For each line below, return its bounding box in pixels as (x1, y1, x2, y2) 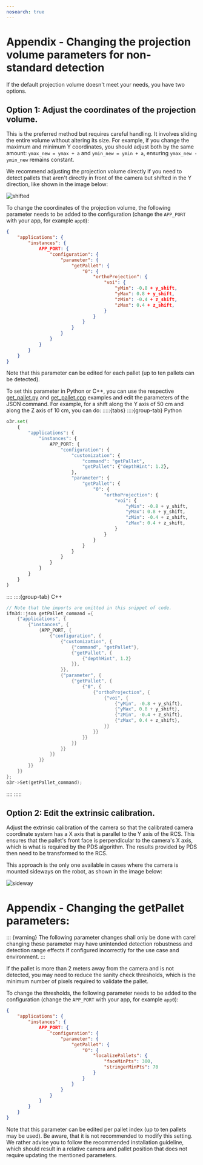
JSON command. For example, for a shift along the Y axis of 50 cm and (6, 401, 184, 408)
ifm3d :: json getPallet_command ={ (6, 610, 94, 616)
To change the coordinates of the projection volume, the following (6, 204, 171, 212)
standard (6, 61, 53, 75)
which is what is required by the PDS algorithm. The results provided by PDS (6, 843, 198, 850)
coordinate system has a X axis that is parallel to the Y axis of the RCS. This (6, 830, 195, 838)
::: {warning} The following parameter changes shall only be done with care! (6, 934, 196, 941)
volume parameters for (6, 48, 124, 61)
